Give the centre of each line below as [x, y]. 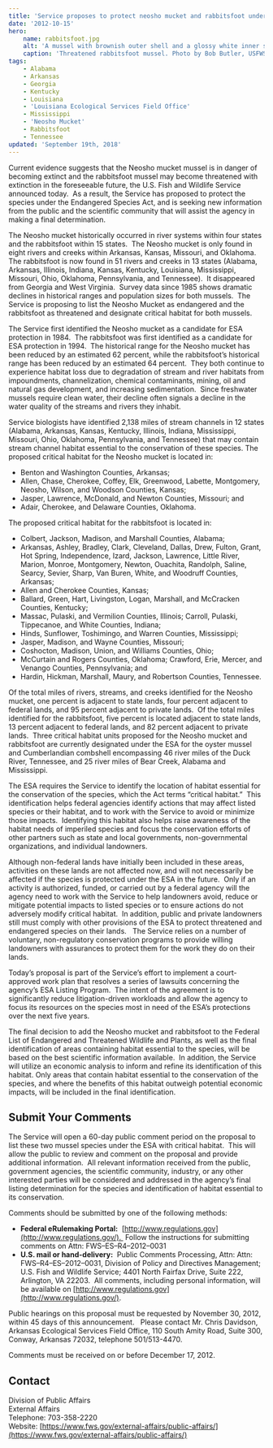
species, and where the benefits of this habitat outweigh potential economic [136, 1083]
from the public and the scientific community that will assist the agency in [132, 210]
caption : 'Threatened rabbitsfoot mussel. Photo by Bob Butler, [134, 54]
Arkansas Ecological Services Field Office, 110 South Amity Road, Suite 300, [136, 1331]
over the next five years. [49, 1016]
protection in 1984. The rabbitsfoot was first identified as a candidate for [130, 337]
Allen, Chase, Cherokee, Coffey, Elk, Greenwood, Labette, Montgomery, [140, 481]
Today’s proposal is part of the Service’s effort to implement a [111, 973]
